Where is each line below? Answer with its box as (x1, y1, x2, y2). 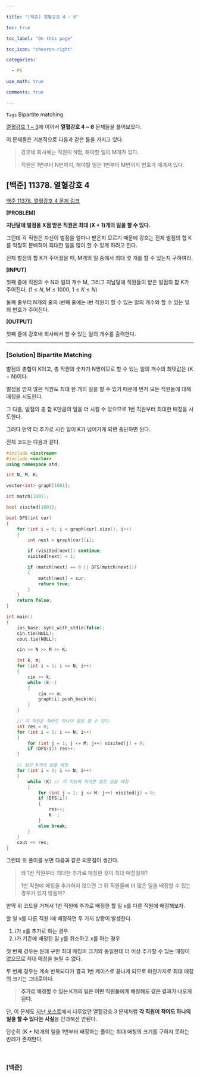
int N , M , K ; (6, 472, 39, 478)
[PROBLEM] (6, 209, 36, 216)
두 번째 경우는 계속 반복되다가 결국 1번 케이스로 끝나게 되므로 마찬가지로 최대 (6, 968, 183, 975)
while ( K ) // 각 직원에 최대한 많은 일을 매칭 (27, 778, 129, 784)
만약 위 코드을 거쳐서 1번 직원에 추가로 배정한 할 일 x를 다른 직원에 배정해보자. (6, 902, 186, 910)
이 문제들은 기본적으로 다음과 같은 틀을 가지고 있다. (6, 135, 124, 143)
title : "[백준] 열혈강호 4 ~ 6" (6, 14, 79, 20)
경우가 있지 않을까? (20, 889, 65, 897)
